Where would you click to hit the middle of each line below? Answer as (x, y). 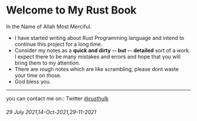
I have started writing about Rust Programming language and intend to (99, 38)
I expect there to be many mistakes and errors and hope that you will (97, 56)
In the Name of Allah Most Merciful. (49, 26)
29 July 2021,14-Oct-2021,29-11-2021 (51, 112)
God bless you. (33, 81)
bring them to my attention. (47, 63)
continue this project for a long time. (58, 44)
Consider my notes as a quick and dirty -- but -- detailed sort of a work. (102, 50)
